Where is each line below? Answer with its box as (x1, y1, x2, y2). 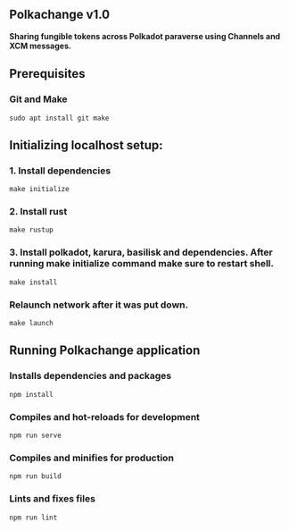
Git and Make (9, 93, 69, 105)
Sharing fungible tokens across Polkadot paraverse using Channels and (9, 30, 281, 41)
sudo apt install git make (9, 114, 110, 122)
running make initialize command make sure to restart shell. (9, 257, 275, 270)
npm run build (9, 472, 62, 481)
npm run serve (9, 431, 62, 441)
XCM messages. (9, 40, 71, 51)
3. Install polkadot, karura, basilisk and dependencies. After (9, 246, 274, 258)
